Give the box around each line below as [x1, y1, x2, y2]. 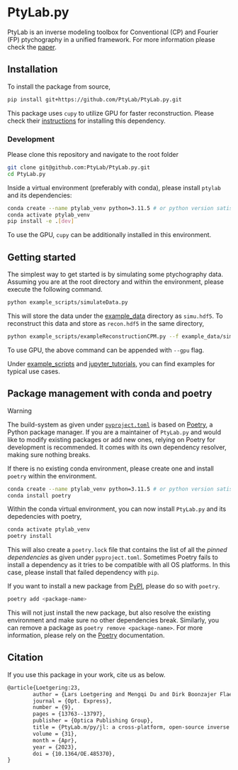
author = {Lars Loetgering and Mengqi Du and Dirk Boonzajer [33, 691, 217, 698]
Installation [7, 63, 58, 75]
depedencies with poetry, [7, 512, 82, 521]
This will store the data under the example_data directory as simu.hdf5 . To [7, 312, 223, 320]
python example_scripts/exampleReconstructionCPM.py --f [7, 333, 179, 340]
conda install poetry [7, 492, 72, 499]
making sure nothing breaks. [7, 450, 91, 458]
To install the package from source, [7, 82, 111, 91]
